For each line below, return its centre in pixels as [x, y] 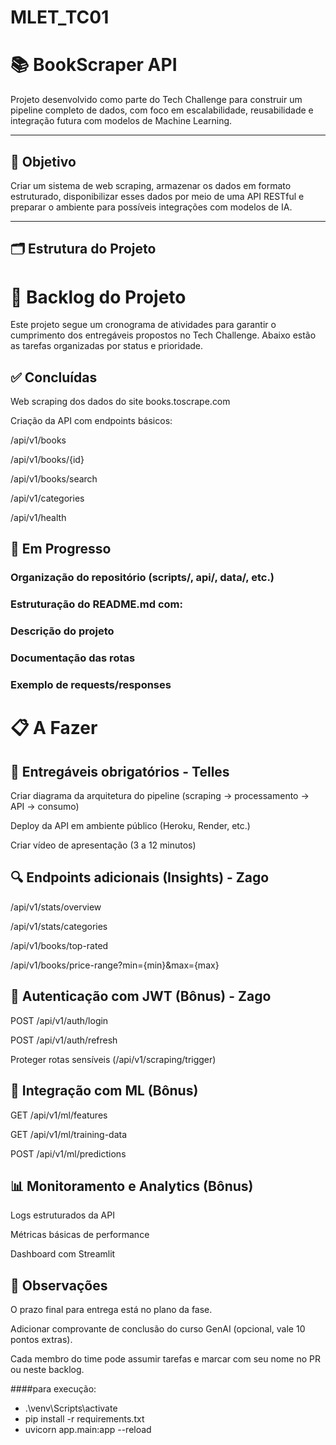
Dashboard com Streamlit [63, 1254]
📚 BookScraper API [94, 65]
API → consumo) [45, 807]
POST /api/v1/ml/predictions [68, 1153]
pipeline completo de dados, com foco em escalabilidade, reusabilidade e [162, 110]
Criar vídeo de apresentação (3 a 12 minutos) [103, 845]
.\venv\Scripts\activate [71, 1408]
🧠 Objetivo [43, 161]
